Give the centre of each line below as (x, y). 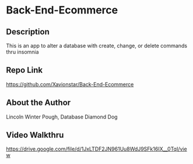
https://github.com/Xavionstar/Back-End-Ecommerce (70, 84)
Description (28, 32)
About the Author (38, 103)
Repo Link (24, 70)
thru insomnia (22, 52)
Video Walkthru (35, 135)
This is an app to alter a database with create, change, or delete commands (97, 46)
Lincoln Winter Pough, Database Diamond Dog (62, 117)
